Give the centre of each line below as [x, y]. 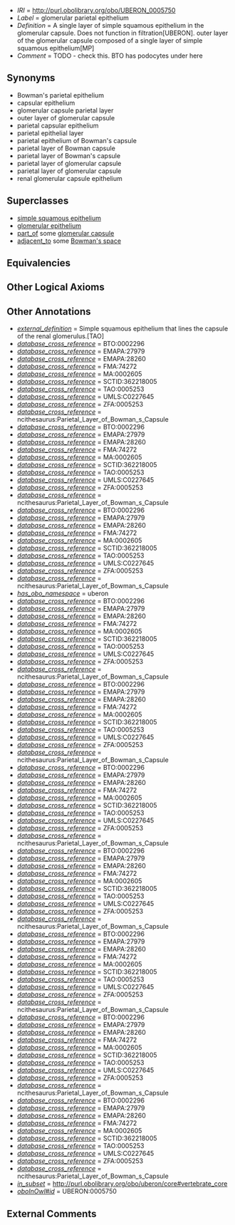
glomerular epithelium [49, 225]
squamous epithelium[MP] [56, 48]
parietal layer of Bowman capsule [66, 148]
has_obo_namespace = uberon [63, 593]
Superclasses [38, 201]
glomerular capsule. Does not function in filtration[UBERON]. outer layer [122, 33]
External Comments [52, 1214]
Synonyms [31, 78]
